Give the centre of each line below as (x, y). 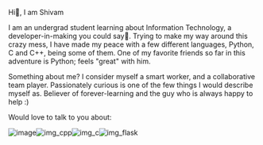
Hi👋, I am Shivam (36, 12)
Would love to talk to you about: (60, 117)
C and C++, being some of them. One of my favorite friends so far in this (127, 53)
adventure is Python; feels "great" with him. (79, 61)
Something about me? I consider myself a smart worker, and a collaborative (132, 76)
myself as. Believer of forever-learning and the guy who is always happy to (131, 93)
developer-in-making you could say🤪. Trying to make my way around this (128, 36)
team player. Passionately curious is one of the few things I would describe (131, 85)
